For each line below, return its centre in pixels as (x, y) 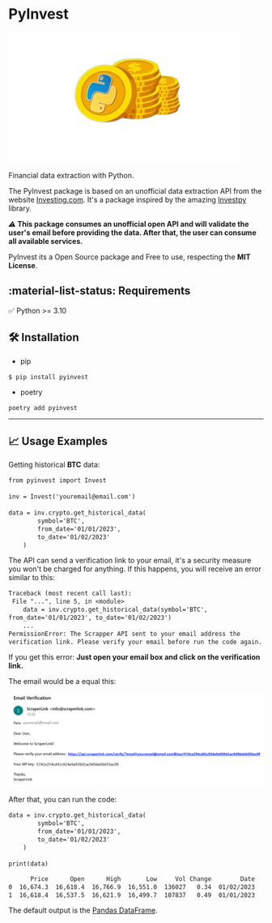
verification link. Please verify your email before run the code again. (136, 642)
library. (20, 208)
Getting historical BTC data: (54, 465)
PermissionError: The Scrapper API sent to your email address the (125, 634)
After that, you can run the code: (63, 800)
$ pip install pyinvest (49, 377)
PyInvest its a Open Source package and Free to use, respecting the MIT (130, 257)
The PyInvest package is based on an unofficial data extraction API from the (135, 190)
